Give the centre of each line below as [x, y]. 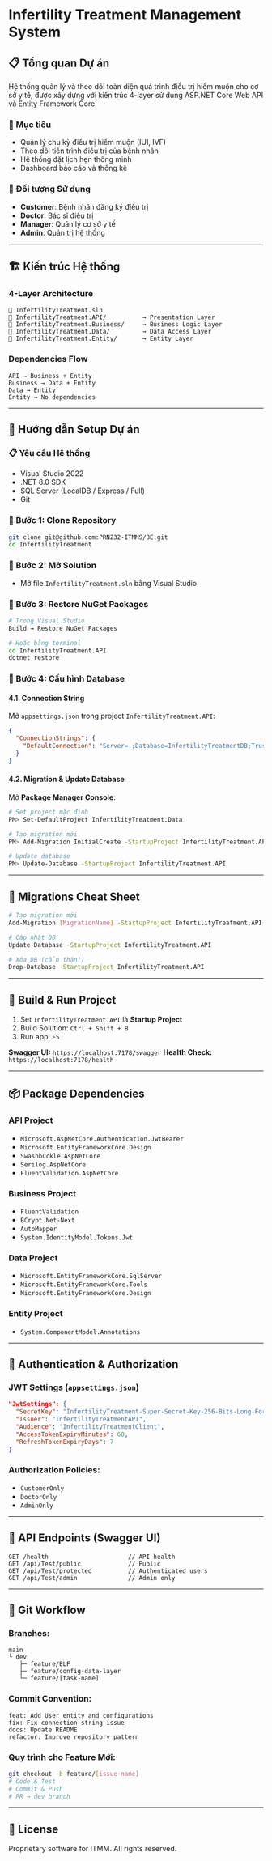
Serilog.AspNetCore [53, 1164]
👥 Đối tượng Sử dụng [50, 189]
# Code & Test [32, 1781]
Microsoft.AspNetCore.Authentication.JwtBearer [102, 1139]
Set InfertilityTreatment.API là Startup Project [101, 1020]
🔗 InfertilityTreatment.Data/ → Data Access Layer [110, 332]
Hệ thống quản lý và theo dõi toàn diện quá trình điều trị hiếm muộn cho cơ [134, 86]
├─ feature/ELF [45, 1664]
